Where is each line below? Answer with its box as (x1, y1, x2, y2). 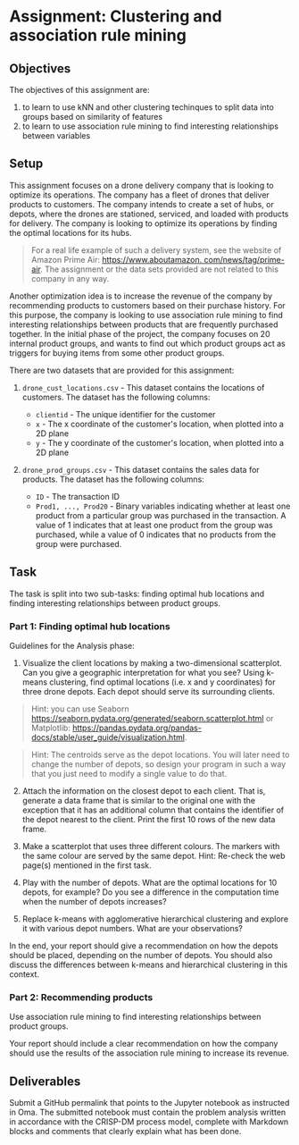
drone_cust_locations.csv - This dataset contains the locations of (21, 382, 265, 392)
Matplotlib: (30, 722, 71, 733)
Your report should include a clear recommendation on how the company (9, 1039, 278, 1049)
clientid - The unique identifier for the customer (35, 408, 216, 419)
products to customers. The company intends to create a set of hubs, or (9, 198, 274, 209)
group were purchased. (35, 538, 122, 549)
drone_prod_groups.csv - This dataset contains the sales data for (21, 464, 261, 475)
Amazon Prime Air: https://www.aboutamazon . (30, 254, 203, 265)
